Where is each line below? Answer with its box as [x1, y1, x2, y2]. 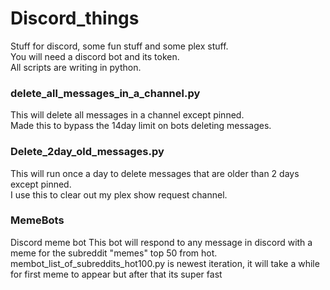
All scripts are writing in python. [10, 61, 142, 73]
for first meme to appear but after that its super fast [10, 268, 223, 280]
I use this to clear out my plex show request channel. [10, 188, 228, 201]
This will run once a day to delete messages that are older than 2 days [10, 167, 300, 179]
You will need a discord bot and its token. [10, 50, 180, 62]
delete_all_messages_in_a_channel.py [10, 86, 201, 100]
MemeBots [10, 213, 65, 227]
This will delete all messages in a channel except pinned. [10, 109, 245, 121]
